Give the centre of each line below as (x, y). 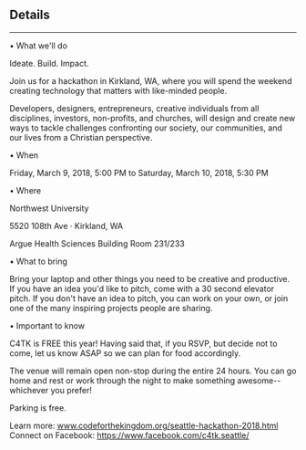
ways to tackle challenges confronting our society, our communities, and (146, 128)
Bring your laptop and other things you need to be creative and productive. (149, 278)
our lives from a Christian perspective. (81, 137)
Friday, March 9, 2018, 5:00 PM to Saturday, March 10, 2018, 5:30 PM (139, 173)
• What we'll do (39, 46)
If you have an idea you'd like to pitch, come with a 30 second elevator (142, 288)
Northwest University (49, 208)
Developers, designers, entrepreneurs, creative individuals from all (134, 108)
